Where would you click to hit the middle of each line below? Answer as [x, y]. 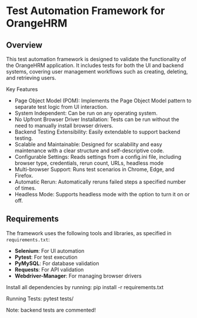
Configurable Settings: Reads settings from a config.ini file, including [98, 157]
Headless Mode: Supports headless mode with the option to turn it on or [102, 194]
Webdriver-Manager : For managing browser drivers [78, 276]
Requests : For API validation [49, 269]
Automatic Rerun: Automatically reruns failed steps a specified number [100, 182]
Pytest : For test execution [46, 257]
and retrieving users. [31, 78]
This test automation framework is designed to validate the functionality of [96, 59]
